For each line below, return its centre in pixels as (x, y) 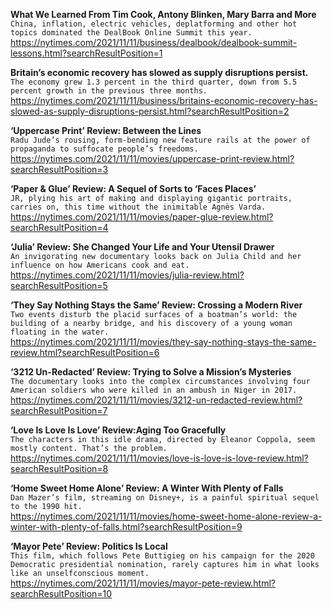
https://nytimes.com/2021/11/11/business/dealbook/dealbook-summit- (154, 42)
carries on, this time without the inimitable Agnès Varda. (138, 207)
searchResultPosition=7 (59, 410)
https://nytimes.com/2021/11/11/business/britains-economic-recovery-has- (164, 100)
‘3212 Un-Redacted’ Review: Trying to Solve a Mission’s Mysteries (151, 372)
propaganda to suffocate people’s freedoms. (104, 149)
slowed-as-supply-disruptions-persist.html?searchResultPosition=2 (150, 111)
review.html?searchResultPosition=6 (85, 352)
